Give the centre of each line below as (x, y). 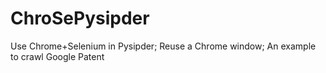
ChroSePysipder (80, 18)
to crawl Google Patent (57, 56)
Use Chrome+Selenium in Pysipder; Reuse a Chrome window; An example (163, 46)
